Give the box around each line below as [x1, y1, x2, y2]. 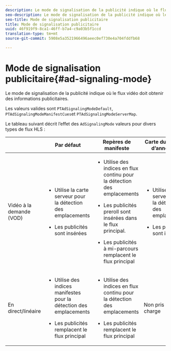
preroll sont [103, 208, 131, 215]
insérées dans [103, 214, 137, 221]
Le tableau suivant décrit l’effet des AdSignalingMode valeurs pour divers [5, 120, 156, 127]
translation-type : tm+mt [5, 31, 58, 36]
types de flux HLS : [5, 126, 46, 132]
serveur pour [54, 192, 85, 199]
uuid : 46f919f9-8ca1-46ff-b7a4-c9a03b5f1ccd [5, 27, 101, 32]
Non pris [144, 301, 164, 308]
